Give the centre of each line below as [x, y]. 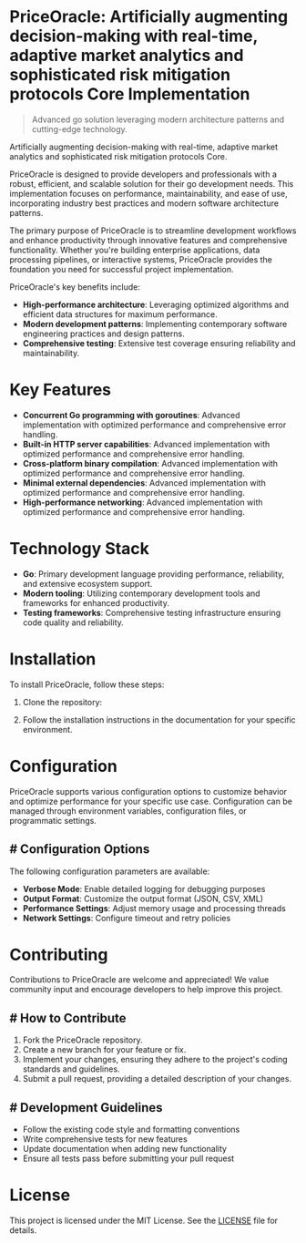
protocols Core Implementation [130, 94]
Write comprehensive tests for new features [105, 1139]
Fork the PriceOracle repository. [82, 1040]
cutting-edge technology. [79, 128]
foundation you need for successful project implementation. [122, 269]
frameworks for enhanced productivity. [96, 602]
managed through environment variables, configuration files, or [128, 811]
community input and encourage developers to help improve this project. [146, 990]
